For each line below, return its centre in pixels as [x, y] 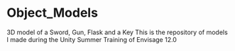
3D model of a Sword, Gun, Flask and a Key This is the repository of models [117, 32]
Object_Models [53, 13]
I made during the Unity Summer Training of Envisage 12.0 [92, 39]
